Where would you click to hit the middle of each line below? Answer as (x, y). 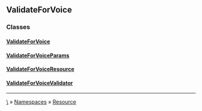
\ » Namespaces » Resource (41, 102)
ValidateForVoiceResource (40, 69)
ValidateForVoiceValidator (40, 83)
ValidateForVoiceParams (38, 55)
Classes (18, 27)
